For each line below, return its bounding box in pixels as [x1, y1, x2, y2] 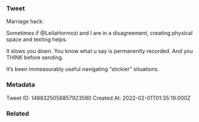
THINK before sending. [6, 54, 63, 61]
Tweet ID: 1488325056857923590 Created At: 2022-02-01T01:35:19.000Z [6, 94, 191, 102]
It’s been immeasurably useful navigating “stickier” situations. [6, 66, 159, 73]
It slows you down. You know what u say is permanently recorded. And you [6, 47, 193, 55]
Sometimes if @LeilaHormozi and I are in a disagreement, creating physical [6, 29, 193, 37]
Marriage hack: [6, 18, 44, 25]
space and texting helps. [6, 36, 68, 43]
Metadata [6, 81, 35, 89]
